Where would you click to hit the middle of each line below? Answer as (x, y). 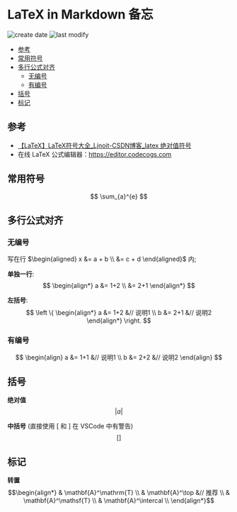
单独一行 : (21, 274)
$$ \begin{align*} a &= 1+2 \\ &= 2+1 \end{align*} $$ (119, 286)
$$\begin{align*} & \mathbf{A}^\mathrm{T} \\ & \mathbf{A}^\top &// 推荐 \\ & (119, 493)
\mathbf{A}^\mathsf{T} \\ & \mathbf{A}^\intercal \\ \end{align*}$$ (119, 501)
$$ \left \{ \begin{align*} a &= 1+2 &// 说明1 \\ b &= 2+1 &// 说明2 (119, 313)
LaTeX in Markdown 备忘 (80, 15)
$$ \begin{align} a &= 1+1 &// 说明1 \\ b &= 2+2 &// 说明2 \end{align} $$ (119, 357)
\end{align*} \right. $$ (119, 321)
